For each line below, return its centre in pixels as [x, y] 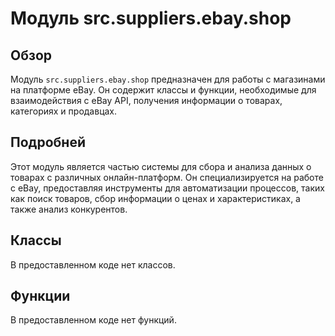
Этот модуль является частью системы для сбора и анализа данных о [161, 166]
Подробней [48, 142]
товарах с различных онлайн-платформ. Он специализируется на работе [167, 177]
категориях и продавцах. [64, 111]
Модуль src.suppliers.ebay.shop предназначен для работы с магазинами [168, 79]
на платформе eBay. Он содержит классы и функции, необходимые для [163, 90]
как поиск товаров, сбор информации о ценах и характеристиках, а [155, 198]
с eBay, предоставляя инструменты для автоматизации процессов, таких [167, 188]
